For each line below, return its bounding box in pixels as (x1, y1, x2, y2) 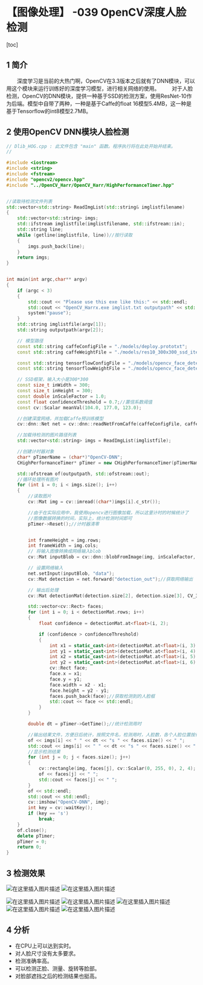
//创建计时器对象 (17, 448, 54, 455)
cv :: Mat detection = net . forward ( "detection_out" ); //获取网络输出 (28, 576, 193, 582)
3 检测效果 (6, 868, 45, 878)
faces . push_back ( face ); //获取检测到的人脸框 (49, 693, 155, 699)
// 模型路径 (17, 338, 43, 344)
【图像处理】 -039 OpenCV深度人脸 (6, 5, 187, 19)
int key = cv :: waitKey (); (28, 805, 94, 811)
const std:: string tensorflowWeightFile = (17, 366, 126, 372)
